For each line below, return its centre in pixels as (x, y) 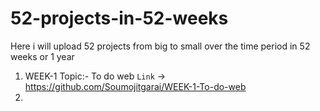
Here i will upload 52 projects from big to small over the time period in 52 (160, 46)
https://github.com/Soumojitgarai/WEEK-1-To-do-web (135, 86)
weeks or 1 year (42, 56)
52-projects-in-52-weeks (119, 18)
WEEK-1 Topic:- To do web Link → (95, 76)
